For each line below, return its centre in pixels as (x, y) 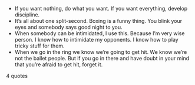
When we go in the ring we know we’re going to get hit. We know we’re (101, 52)
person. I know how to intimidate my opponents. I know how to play (96, 40)
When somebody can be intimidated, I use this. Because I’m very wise (100, 33)
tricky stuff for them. (39, 46)
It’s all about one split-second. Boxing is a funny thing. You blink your (98, 21)
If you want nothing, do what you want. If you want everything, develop (101, 8)
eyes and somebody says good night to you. (68, 27)
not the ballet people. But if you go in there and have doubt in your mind (102, 58)
